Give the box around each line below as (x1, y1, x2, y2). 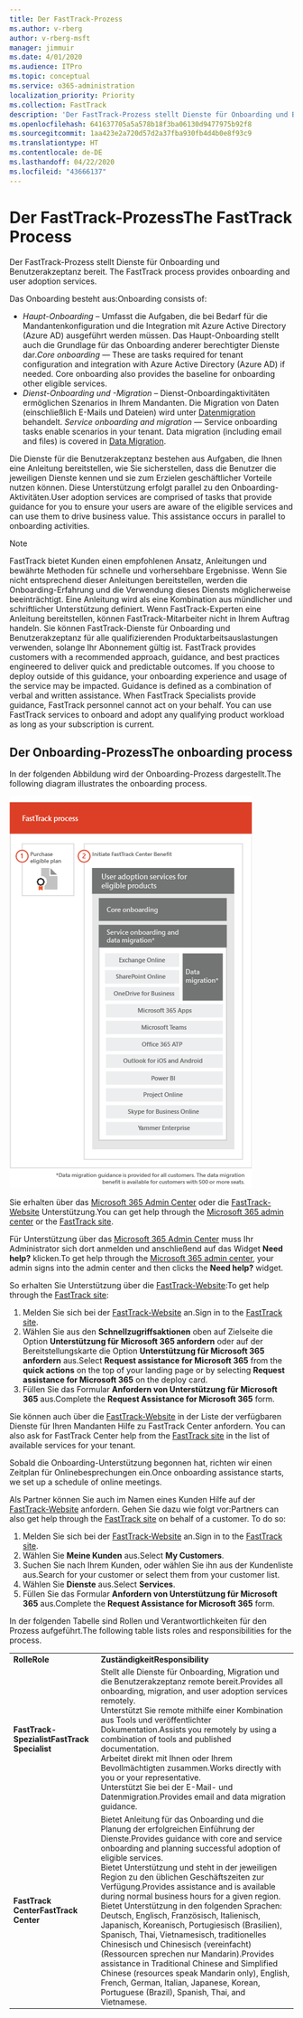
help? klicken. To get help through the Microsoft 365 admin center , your (9, 1253, 274, 1264)
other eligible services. (22, 378, 108, 389)
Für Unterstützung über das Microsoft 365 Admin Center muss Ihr (9, 1234, 254, 1245)
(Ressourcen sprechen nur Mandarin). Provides (100, 1948, 275, 1959)
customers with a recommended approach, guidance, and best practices (9, 651, 280, 662)
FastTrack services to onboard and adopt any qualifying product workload (9, 709, 285, 720)
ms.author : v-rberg (9, 24, 83, 33)
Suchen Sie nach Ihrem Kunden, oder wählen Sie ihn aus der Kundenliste (22, 1560, 294, 1570)
